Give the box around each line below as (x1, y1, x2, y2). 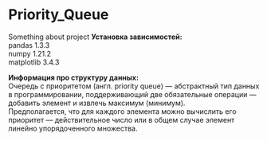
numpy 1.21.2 (8, 49, 52, 58)
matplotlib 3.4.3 (8, 57, 60, 67)
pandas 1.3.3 (8, 40, 50, 49)
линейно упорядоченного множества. (8, 123, 138, 133)
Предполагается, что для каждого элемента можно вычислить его (8, 106, 237, 116)
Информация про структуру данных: (8, 72, 139, 82)
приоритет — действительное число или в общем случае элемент (8, 115, 235, 124)
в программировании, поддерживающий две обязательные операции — (8, 89, 257, 99)
